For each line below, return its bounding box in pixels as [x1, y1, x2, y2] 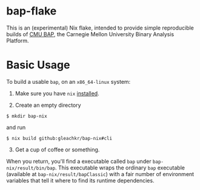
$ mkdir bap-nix [6, 113, 47, 119]
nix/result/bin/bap [6, 165, 56, 171]
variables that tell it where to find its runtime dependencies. [6, 177, 155, 184]
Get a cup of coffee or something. [15, 146, 100, 153]
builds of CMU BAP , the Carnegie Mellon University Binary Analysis [6, 30, 175, 37]
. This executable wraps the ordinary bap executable [55, 164, 185, 171]
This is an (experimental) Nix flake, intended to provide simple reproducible [6, 24, 194, 31]
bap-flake [6, 4, 57, 18]
